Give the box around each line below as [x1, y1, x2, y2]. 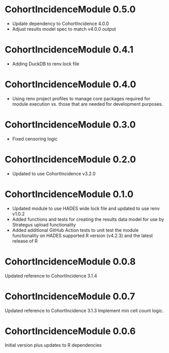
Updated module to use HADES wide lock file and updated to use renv [12, 205, 160, 211]
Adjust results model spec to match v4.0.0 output [12, 26, 116, 32]
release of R [12, 238, 38, 244]
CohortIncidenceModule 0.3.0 [5, 119, 136, 130]
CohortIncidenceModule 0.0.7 [5, 290, 135, 302]
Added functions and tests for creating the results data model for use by [12, 216, 164, 222]
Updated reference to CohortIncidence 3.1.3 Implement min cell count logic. [5, 308, 164, 314]
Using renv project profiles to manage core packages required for [12, 96, 151, 102]
